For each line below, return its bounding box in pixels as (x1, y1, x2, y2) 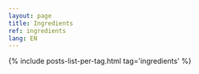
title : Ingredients (8, 19, 74, 27)
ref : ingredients (8, 27, 67, 35)
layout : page (8, 11, 52, 20)
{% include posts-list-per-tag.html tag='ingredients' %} (8, 56, 192, 66)
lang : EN (8, 34, 38, 43)
